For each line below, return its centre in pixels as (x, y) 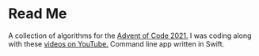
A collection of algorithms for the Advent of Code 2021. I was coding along (130, 35)
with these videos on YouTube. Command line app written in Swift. (116, 43)
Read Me (38, 14)
